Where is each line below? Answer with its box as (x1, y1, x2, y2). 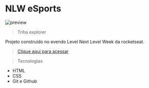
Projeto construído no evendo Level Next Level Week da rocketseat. (5, 38, 145, 45)
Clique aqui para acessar (17, 48, 69, 54)
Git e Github (12, 78, 37, 84)
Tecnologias (17, 58, 43, 64)
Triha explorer (17, 29, 46, 35)
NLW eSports (5, 3, 61, 14)
